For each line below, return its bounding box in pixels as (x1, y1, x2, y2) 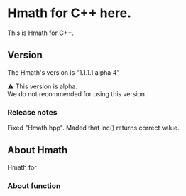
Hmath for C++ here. (7, 5, 132, 21)
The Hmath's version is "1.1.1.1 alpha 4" (7, 68, 120, 76)
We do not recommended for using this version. (7, 89, 147, 98)
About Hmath (7, 144, 68, 156)
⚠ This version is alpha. (7, 82, 78, 91)
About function (7, 180, 61, 190)
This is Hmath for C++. (7, 29, 75, 37)
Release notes (7, 107, 58, 117)
